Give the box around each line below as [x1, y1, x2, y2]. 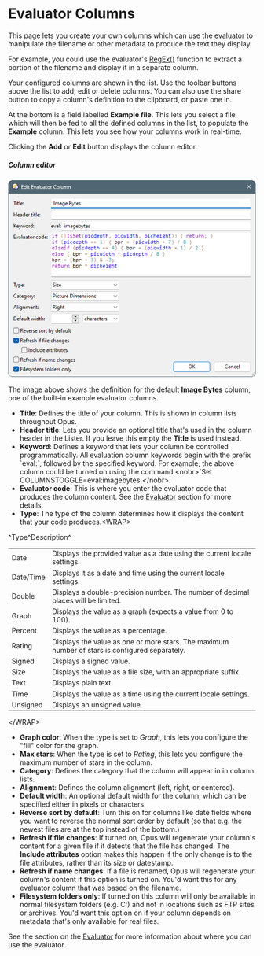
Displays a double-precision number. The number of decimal [52, 587, 250, 596]
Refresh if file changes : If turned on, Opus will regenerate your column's [19, 833, 256, 843]
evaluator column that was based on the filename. [19, 883, 182, 893]
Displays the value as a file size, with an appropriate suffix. [52, 667, 241, 677]
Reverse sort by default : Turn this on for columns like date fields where [19, 808, 251, 818]
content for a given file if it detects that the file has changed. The [19, 841, 230, 851]
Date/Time [11, 572, 46, 582]
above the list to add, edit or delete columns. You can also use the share [8, 86, 242, 95]
